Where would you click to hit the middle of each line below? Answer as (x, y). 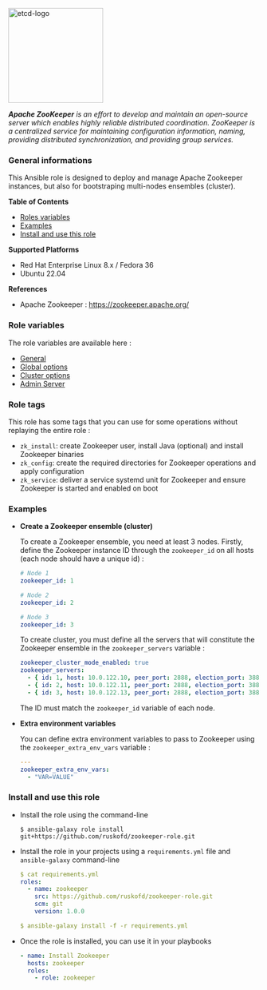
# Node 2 (34, 595)
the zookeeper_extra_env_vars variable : (85, 747)
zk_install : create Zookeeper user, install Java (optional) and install (132, 445)
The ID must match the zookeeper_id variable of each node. (117, 708)
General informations (51, 160)
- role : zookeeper (65, 978)
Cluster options (45, 375)
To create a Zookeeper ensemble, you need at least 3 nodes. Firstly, (132, 542)
